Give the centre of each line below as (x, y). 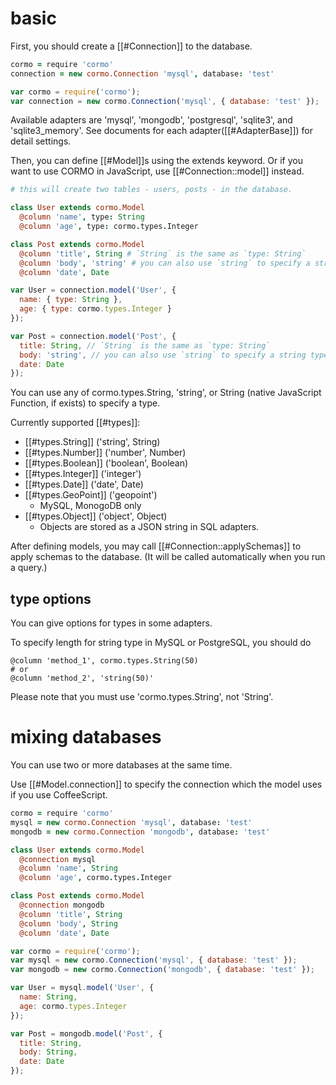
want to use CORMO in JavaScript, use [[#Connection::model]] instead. (157, 171)
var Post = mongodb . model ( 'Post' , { (86, 1033)
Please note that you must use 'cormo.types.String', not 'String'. (142, 697)
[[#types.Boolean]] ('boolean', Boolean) (106, 463)
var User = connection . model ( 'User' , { (93, 290)
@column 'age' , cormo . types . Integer (95, 878)
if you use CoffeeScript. (59, 795)
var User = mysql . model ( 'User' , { (82, 988)
